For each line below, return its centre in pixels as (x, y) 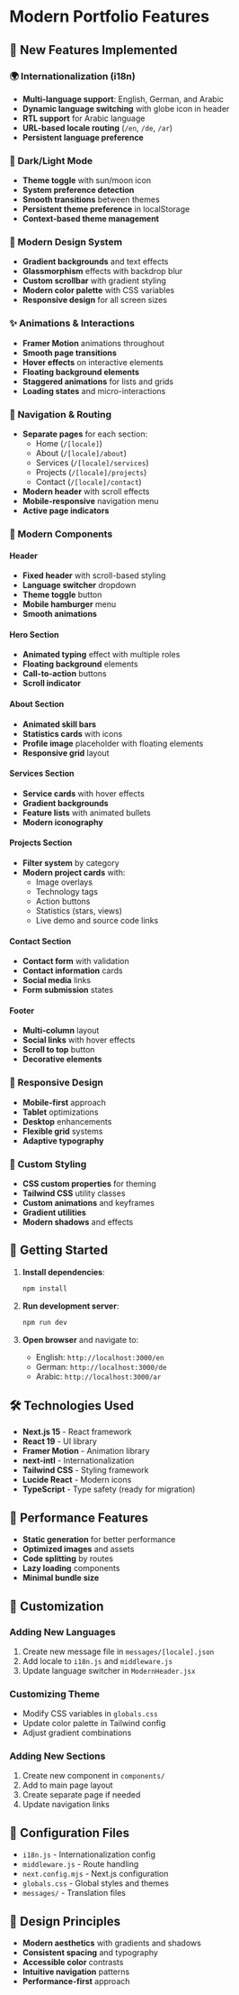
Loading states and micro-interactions (94, 391)
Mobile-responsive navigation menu (90, 501)
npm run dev (44, 1322)
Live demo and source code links (97, 920)
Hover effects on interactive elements (93, 362)
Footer (22, 1010)
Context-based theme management (91, 219)
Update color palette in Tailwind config (94, 1724)
